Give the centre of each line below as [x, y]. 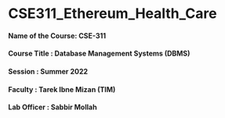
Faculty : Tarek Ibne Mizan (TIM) [62, 89]
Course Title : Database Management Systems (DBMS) [99, 54]
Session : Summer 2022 [48, 71]
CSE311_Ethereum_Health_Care [112, 14]
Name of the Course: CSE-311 [57, 35]
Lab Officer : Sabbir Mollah [53, 107]
